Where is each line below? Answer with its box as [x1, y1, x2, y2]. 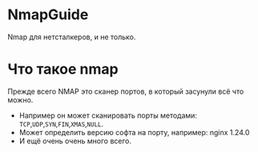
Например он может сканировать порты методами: [18, 110, 198, 120]
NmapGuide [7, 6, 89, 24]
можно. [7, 94, 34, 105]
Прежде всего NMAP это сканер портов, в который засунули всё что [7, 86, 244, 96]
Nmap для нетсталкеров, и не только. [7, 32, 136, 42]
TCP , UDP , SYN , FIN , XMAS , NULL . [18, 118, 104, 129]
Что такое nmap [7, 60, 119, 78]
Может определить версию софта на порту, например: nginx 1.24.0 [18, 127, 250, 137]
